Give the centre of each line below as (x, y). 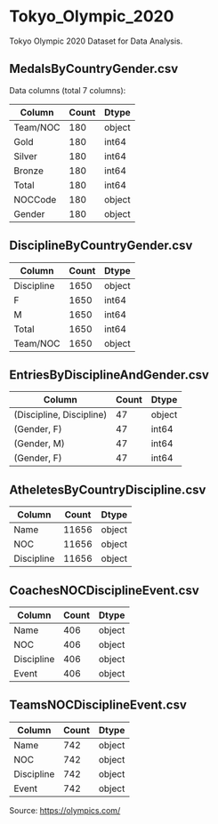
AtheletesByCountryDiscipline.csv (108, 489)
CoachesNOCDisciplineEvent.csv (105, 590)
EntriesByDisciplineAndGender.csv (109, 375)
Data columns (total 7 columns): (68, 90)
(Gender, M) (39, 444)
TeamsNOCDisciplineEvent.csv (98, 705)
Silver (26, 156)
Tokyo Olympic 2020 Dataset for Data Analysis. (96, 41)
